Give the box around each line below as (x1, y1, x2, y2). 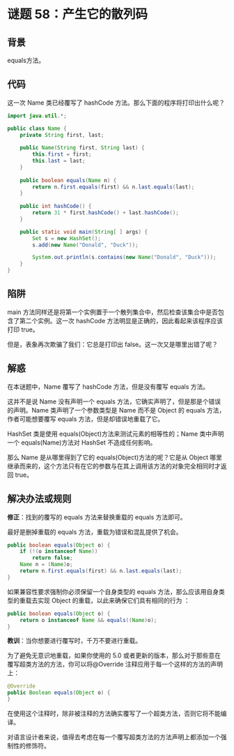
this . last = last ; (32, 158, 86, 165)
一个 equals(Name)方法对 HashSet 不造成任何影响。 (7, 438, 157, 447)
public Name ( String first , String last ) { (19, 144, 145, 151)
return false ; (32, 554, 73, 562)
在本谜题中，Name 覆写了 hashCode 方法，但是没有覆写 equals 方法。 (7, 382, 210, 391)
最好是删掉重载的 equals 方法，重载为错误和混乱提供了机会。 (7, 528, 182, 536)
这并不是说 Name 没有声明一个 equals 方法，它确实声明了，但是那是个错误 (7, 397, 221, 406)
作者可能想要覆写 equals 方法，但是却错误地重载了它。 (7, 415, 164, 423)
